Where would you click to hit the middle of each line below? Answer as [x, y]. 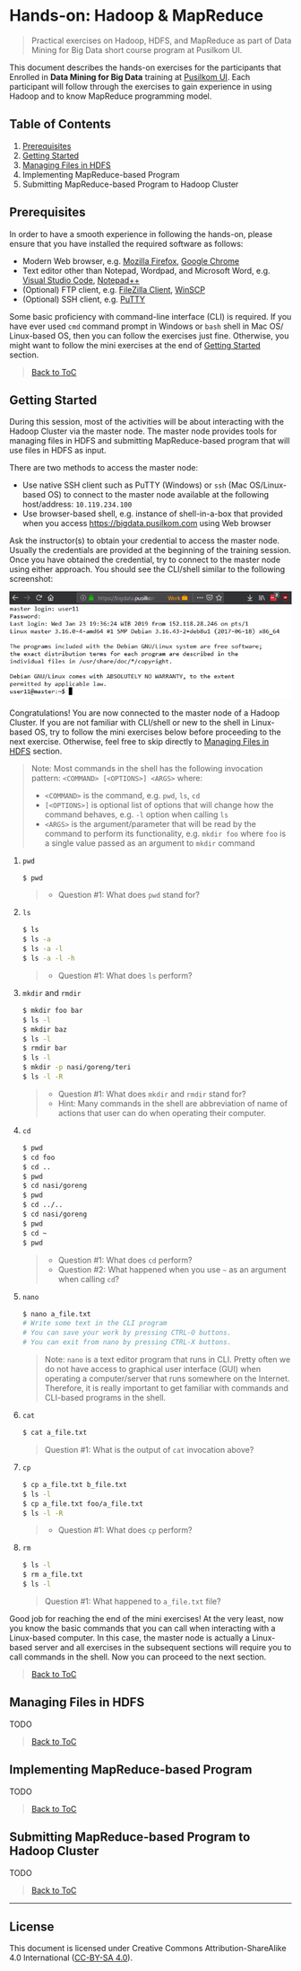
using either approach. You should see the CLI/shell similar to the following [147, 569]
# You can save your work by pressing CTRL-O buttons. [127, 1333]
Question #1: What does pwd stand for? [129, 895]
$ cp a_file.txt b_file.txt [74, 1484]
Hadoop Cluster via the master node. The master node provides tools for [143, 431]
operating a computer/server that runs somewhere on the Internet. [167, 1378]
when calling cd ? [88, 1279]
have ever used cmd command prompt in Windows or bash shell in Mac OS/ [146, 326]
